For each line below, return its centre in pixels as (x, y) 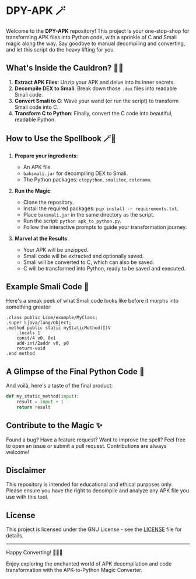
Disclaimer (26, 470)
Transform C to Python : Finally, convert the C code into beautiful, (94, 113)
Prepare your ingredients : (46, 156)
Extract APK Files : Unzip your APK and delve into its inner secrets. (94, 82)
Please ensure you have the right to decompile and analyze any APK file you (98, 491)
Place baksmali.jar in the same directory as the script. (89, 214)
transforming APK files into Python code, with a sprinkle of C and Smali (91, 37)
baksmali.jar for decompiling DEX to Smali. (76, 173)
